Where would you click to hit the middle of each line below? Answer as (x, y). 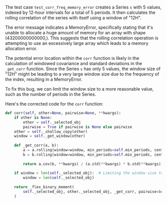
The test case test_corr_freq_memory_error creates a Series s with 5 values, (83, 7)
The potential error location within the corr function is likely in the (72, 58)
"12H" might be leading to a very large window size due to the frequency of (82, 74)
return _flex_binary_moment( (44, 187)
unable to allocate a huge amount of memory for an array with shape (75, 33)
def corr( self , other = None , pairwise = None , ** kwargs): (63, 113)
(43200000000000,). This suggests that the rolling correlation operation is (82, 38)
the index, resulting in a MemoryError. (44, 79)
